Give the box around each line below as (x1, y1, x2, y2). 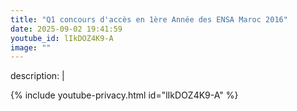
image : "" (10, 42, 52, 53)
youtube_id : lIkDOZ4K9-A (10, 33, 114, 43)
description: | (10, 70, 65, 82)
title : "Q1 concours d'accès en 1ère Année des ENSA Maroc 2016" (10, 14, 288, 25)
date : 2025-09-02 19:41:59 (10, 24, 123, 34)
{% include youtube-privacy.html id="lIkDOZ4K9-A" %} (10, 89, 239, 101)
